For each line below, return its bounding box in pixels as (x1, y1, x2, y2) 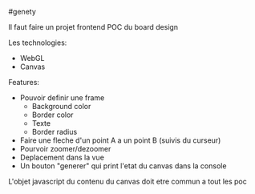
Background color (31, 102, 91, 111)
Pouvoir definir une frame (19, 93, 105, 103)
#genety (8, 7, 36, 16)
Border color (31, 110, 74, 119)
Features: (8, 78, 40, 87)
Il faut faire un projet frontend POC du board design (8, 22, 179, 31)
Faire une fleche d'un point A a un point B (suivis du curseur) (19, 135, 221, 145)
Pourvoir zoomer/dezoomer (19, 144, 111, 153)
